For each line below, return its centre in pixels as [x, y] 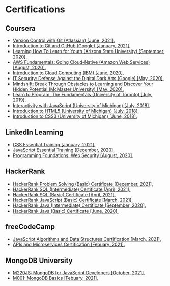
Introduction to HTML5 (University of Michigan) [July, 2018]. [76, 111]
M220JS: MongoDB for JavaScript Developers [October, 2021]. [79, 273]
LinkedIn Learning [34, 132]
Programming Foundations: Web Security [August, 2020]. [73, 155]
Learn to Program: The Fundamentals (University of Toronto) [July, [82, 95]
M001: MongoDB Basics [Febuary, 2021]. [55, 278]
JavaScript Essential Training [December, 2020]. [63, 150]
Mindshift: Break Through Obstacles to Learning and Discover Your [83, 84]
